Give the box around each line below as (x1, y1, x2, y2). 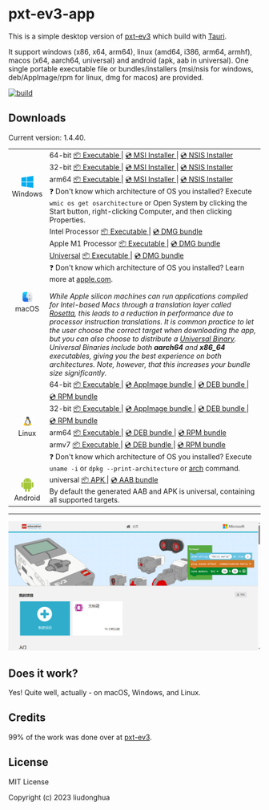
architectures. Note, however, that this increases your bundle (49, 359, 251, 369)
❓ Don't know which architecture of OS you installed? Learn (49, 263, 245, 272)
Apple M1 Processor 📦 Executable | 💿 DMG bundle (49, 238, 221, 248)
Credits (8, 711, 46, 725)
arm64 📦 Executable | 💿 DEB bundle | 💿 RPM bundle (49, 428, 227, 438)
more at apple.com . (49, 274, 114, 283)
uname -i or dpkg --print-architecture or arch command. (49, 463, 241, 473)
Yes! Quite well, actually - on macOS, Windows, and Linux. (8, 687, 202, 697)
